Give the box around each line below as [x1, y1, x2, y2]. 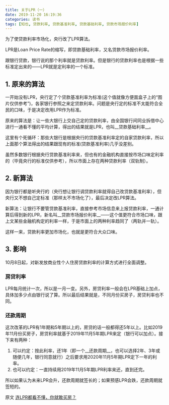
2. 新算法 [5, 174, 33, 183]
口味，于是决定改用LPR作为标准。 [14, 107, 84, 113]
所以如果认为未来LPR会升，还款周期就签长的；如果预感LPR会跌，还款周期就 [5, 377, 162, 383]
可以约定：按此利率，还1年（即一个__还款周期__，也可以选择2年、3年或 [12, 348, 160, 354]
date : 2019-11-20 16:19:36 [5, 12, 62, 17]
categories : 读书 [5, 17, 40, 22]
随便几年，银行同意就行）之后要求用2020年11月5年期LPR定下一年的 [12, 354, 153, 360]
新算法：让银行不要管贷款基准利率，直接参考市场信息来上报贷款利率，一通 [5, 205, 159, 211]
